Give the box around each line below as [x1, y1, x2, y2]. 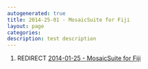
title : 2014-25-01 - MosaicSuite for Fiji [7, 16, 130, 23]
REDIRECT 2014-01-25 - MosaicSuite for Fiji [16, 54, 141, 62]
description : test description [7, 36, 97, 42]
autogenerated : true [7, 10, 66, 17]
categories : [7, 29, 41, 36]
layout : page [7, 23, 45, 29]
